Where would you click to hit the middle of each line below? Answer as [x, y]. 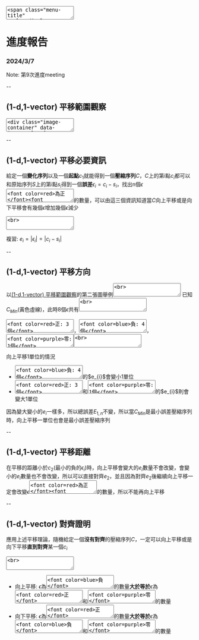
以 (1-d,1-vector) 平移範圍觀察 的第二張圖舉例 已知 [99, 295]
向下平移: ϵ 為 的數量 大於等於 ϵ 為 [86, 616]
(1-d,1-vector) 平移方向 [48, 272]
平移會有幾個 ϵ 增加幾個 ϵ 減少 [45, 207]
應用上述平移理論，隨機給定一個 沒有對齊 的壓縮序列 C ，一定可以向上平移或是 [99, 540]
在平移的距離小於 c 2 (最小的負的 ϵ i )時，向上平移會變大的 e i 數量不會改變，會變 [98, 468]
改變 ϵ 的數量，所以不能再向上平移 [91, 492]
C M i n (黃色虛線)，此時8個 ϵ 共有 [42, 310]
